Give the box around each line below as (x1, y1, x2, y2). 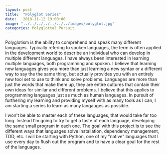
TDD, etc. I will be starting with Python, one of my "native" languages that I (5, 134, 159, 140)
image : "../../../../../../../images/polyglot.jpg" (5, 21, 115, 26)
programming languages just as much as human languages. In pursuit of (5, 92, 154, 98)
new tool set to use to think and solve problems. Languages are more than (5, 77, 158, 82)
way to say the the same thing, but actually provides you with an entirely (5, 71, 154, 77)
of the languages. (5, 144, 41, 150)
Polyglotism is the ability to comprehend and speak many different (5, 39, 141, 45)
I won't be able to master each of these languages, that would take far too (5, 112, 157, 118)
